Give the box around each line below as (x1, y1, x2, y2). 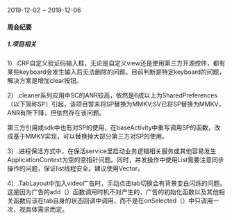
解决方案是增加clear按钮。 (7, 76, 83, 84)
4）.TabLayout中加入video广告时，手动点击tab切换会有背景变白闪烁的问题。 (7, 179, 226, 187)
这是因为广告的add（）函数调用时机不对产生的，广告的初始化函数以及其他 (7, 187, 219, 196)
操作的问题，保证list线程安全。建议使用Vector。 (7, 164, 144, 173)
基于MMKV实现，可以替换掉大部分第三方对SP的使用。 (13, 132, 169, 140)
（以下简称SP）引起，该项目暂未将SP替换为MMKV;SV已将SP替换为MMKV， (7, 100, 225, 108)
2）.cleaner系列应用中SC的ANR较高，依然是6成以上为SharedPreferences (7, 91, 217, 100)
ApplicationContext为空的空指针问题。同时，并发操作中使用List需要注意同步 (7, 155, 224, 164)
